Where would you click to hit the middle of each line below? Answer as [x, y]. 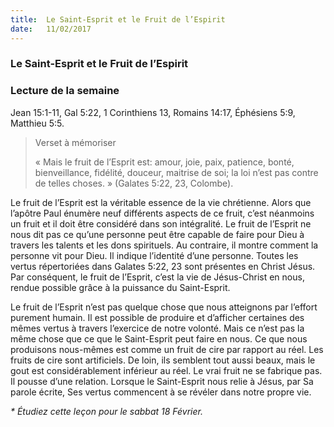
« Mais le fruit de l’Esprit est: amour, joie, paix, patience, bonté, [164, 162]
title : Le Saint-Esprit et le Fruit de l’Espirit [118, 19]
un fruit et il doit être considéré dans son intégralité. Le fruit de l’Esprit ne [161, 223]
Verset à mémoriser [75, 142]
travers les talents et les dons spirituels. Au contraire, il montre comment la [164, 245]
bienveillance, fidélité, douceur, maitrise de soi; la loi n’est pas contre [176, 172]
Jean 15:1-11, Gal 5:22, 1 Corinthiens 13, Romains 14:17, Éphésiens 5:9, [153, 112]
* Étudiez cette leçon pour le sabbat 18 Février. [107, 411]
